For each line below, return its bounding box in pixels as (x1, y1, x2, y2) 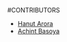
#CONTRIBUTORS (7, 6, 61, 14)
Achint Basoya (17, 27, 60, 35)
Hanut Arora (17, 20, 54, 27)
